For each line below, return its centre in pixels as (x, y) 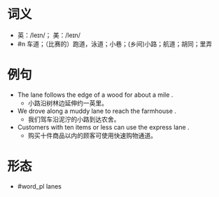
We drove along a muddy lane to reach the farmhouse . (97, 111)
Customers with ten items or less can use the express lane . (104, 127)
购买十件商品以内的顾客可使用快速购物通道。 (92, 135)
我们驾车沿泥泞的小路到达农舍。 (74, 119)
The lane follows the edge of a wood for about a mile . (95, 95)
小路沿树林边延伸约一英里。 (68, 103)
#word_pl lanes (39, 186)
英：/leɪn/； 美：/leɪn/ (49, 35)
